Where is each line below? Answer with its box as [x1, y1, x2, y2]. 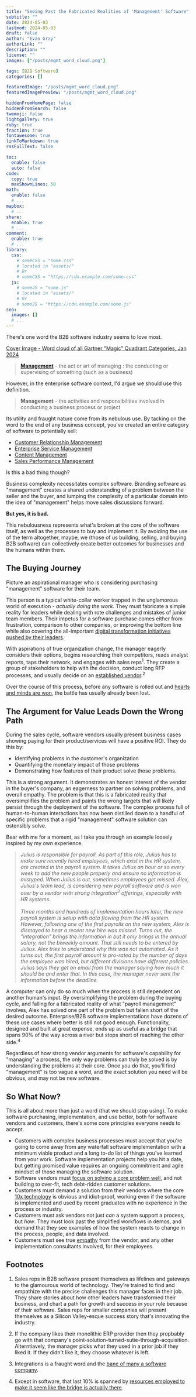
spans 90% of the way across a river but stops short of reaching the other [6, 1031, 185, 1038]
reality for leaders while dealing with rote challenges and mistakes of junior [6, 609, 187, 616]
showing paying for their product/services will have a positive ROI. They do [6, 737, 187, 744]
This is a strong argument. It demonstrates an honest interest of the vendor [6, 778, 187, 785]
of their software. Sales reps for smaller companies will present [14, 1306, 167, 1313]
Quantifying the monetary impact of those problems [14, 761, 139, 768]
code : [6, 170, 19, 176]
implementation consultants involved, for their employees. [14, 1243, 154, 1250]
